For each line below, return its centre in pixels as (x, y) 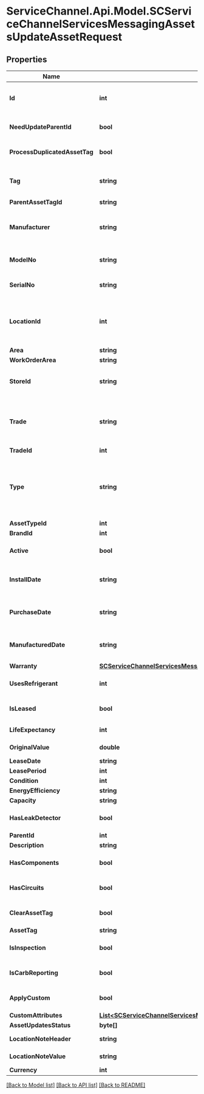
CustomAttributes (36, 1015)
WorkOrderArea (33, 360)
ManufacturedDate (37, 645)
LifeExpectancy (32, 730)
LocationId (25, 321)
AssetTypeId (28, 523)
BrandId (21, 533)
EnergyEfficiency (35, 791)
